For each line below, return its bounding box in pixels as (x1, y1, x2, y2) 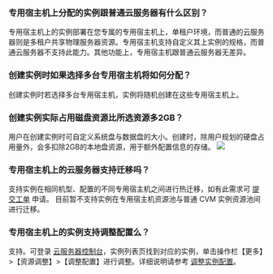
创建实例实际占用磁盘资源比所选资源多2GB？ (8, 112, 184, 123)
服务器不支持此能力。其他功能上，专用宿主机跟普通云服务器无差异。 (22, 47, 250, 58)
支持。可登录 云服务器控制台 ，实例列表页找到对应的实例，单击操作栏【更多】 (8, 246, 263, 256)
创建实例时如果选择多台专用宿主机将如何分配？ (8, 70, 192, 81)
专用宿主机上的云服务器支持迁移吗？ (8, 164, 150, 175)
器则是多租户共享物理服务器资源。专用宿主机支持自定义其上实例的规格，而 (8, 37, 258, 47)
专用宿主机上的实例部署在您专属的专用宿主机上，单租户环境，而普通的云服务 (8, 27, 265, 37)
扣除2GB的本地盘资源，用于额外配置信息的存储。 (50, 142, 215, 152)
